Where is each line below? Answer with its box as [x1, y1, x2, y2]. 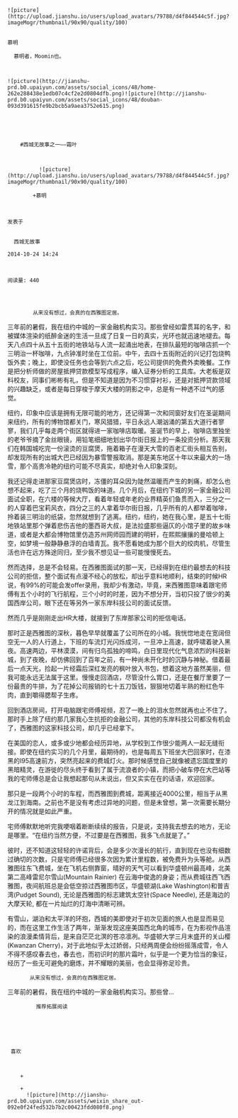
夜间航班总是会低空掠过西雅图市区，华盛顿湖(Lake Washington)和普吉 [25, 882, 230, 890]
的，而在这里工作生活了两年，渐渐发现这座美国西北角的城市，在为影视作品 [7, 924, 225, 931]
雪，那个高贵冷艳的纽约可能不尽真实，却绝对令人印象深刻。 [7, 462, 181, 470]
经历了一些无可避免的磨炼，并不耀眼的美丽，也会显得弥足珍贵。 [7, 959, 193, 967]
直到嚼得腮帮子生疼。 [19, 691, 82, 699]
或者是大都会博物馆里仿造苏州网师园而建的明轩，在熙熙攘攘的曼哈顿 [19, 530, 218, 539]
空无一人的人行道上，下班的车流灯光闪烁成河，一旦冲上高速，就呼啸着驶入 [7, 637, 225, 646]
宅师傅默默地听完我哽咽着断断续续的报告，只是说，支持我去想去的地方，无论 [7, 822, 231, 831]
